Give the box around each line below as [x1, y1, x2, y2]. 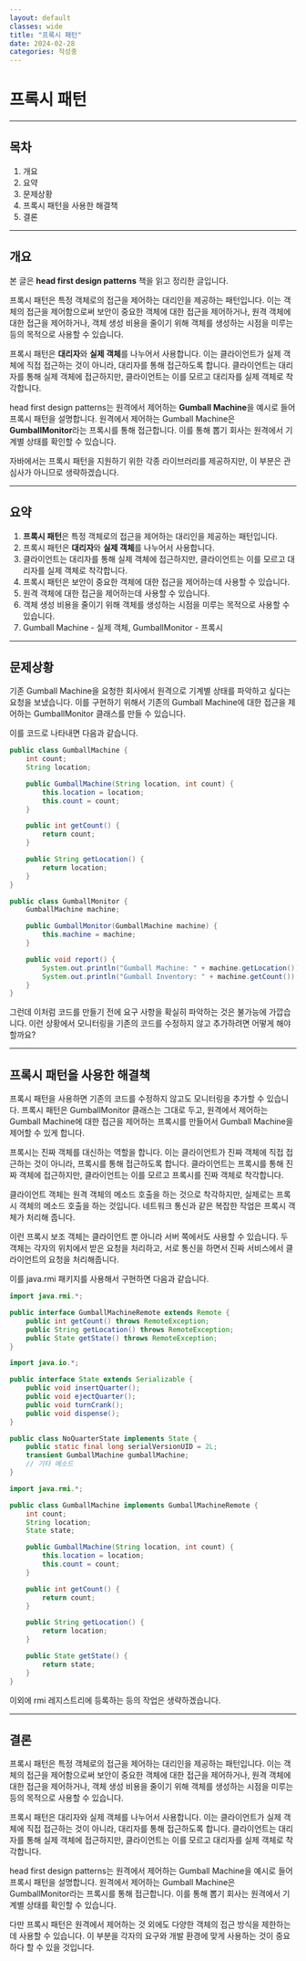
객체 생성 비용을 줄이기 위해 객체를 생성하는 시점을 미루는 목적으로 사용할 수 [22, 599, 291, 610]
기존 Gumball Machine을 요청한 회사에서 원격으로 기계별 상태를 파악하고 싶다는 [9, 685, 291, 696]
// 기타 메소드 [25, 1459, 74, 1469]
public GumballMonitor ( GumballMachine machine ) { [25, 922, 219, 931]
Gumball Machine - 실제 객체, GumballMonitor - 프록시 [22, 621, 223, 632]
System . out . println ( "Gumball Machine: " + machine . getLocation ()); [42, 964, 303, 973]
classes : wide [9, 22, 64, 31]
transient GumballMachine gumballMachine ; [25, 1451, 189, 1460]
